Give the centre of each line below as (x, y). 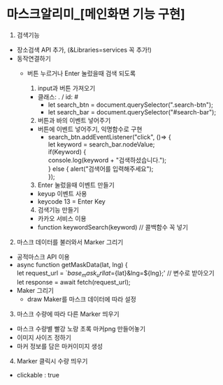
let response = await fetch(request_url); (73, 282)
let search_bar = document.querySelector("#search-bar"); (132, 112)
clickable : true (38, 375)
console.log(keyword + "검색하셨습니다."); (107, 160)
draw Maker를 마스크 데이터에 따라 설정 (82, 299)
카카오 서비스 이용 (62, 218)
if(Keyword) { (67, 151)
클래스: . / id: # (58, 97)
